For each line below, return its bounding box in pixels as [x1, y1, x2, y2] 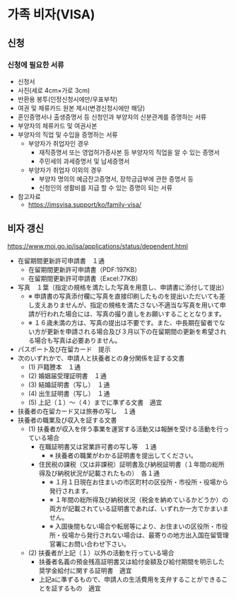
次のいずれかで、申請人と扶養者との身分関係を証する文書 [17, 353, 185, 362]
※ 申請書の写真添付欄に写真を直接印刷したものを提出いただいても [28, 292, 220, 300]
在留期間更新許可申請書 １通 [17, 256, 105, 265]
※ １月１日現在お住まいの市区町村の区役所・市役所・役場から [49, 477, 229, 486]
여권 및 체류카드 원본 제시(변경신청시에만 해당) [17, 103, 146, 112]
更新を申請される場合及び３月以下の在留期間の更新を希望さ [47, 327, 220, 336]
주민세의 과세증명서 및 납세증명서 [38, 156, 130, 165]
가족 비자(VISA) [7, 6, 95, 23]
